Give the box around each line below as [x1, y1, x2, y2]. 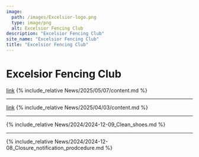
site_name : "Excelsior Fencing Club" [6, 36, 99, 42]
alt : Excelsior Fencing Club [11, 25, 84, 31]
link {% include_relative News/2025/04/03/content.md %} [6, 104, 149, 111]
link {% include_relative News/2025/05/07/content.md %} [6, 86, 148, 94]
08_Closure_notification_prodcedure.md [6, 144, 104, 151]
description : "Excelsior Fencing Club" [6, 31, 105, 37]
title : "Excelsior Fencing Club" [6, 42, 89, 48]
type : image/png [11, 20, 52, 25]
